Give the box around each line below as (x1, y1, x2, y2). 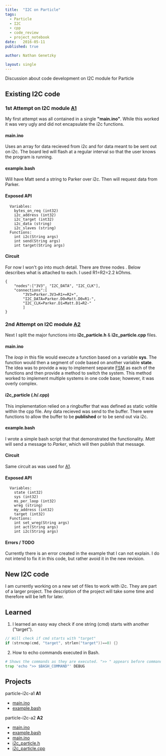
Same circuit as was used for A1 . (5, 463, 72, 469)
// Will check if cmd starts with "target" (5, 636, 96, 641)
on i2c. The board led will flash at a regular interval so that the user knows (5, 149, 156, 155)
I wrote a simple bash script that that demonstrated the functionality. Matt (5, 436, 155, 442)
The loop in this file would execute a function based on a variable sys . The (5, 354, 157, 360)
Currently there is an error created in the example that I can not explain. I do (5, 550, 160, 557)
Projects (5, 677, 32, 686)
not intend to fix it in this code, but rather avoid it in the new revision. (5, 556, 145, 562)
